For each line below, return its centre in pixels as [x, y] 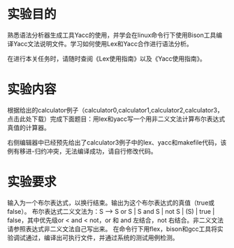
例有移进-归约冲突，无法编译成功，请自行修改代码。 [82, 151]
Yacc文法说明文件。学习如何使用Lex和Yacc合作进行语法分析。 [103, 43]
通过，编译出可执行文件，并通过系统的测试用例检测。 [102, 238]
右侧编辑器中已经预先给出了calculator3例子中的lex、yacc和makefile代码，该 [117, 142]
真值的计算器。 [29, 127]
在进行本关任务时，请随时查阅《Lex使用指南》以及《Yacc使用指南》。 [107, 58]
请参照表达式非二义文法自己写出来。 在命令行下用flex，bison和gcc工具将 [112, 228]
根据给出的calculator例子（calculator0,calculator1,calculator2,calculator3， [115, 110]
